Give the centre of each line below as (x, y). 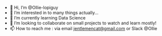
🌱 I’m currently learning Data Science (48, 18)
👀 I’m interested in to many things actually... (54, 13)
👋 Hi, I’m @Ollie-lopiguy (34, 8)
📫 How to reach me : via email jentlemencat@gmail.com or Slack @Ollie (83, 28)
